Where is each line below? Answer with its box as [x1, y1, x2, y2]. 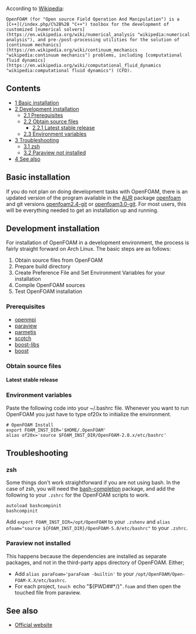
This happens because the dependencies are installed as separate [6, 552, 167, 559]
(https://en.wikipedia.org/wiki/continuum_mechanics [6, 47, 138, 53]
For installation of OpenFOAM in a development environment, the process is [6, 239, 190, 246]
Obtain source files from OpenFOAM [14, 257, 103, 264]
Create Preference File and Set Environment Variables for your [14, 269, 165, 276]
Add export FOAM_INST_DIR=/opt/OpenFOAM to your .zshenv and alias [6, 518, 170, 525]
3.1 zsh [23, 143, 40, 150]
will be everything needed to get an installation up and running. [6, 207, 159, 214]
